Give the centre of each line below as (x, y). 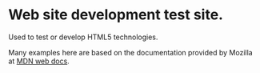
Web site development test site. (116, 15)
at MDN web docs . (39, 61)
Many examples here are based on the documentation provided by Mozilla (131, 52)
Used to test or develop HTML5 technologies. (83, 37)
